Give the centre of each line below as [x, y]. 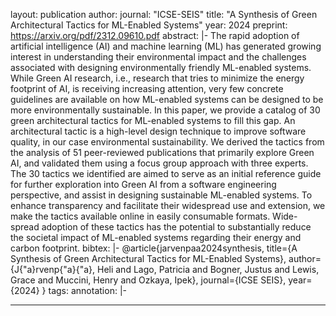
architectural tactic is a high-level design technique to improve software [158, 131]
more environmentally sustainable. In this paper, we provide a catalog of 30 [165, 110]
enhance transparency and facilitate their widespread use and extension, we [168, 205]
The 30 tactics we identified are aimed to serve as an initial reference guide [166, 173]
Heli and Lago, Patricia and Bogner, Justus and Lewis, [208, 269]
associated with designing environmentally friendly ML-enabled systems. [161, 67]
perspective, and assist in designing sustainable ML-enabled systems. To [161, 195]
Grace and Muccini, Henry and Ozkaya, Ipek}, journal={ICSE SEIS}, [148, 280]
